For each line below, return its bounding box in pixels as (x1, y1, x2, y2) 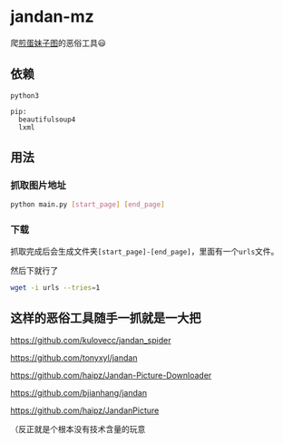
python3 (10, 91, 40, 101)
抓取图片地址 (10, 179, 67, 192)
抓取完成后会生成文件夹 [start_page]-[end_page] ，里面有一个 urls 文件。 (10, 246, 279, 256)
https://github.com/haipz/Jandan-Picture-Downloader (10, 370, 212, 381)
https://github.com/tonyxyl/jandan (10, 352, 138, 363)
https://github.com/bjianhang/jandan (10, 388, 148, 399)
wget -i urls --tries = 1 (10, 283, 101, 292)
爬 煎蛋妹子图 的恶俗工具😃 (10, 37, 107, 48)
